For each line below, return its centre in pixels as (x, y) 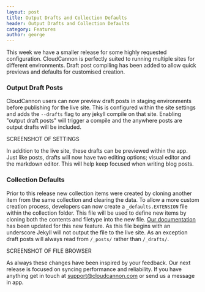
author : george (26, 35)
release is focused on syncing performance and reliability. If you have (94, 269)
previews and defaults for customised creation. (66, 72)
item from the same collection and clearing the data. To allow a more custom (103, 199)
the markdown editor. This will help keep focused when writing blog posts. (100, 164)
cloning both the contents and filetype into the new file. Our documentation (101, 219)
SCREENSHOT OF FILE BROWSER (49, 251)
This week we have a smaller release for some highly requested (87, 52)
